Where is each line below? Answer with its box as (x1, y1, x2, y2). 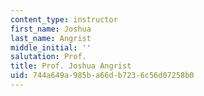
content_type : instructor (10, 14, 118, 25)
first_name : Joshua (10, 24, 92, 34)
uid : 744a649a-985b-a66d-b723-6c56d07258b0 (10, 71, 195, 81)
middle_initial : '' (10, 42, 92, 53)
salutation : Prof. (10, 52, 87, 62)
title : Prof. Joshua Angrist (10, 61, 132, 71)
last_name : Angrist (10, 33, 92, 43)
